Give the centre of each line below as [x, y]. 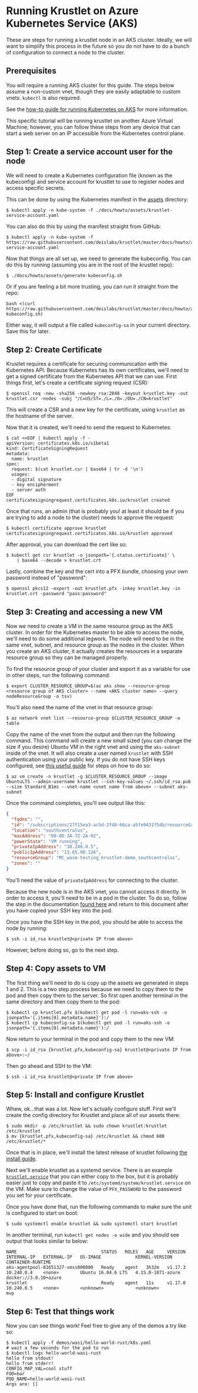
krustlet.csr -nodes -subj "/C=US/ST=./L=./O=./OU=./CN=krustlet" [89, 399]
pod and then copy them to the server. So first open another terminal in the [97, 995]
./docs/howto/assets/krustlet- [134, 210]
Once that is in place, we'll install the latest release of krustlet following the [97, 1152]
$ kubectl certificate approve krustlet [57, 528]
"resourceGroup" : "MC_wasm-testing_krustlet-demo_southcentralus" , [96, 858]
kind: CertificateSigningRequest [47, 449]
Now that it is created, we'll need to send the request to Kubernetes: [89, 427]
